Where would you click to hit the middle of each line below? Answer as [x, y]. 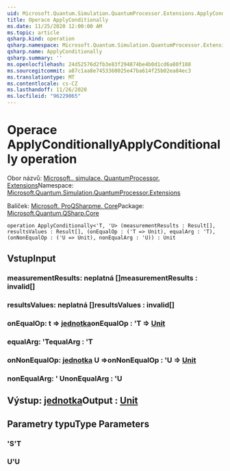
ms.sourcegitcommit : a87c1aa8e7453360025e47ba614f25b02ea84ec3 [99, 71]
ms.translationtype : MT [41, 77]
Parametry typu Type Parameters [78, 424]
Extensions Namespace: [40, 185]
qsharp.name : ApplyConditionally [55, 52]
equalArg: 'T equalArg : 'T [50, 342]
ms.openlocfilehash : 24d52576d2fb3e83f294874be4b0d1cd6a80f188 [99, 64]
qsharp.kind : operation [41, 39]
